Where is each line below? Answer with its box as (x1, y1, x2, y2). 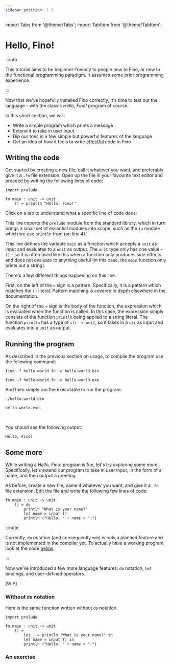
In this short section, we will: (5, 112, 65, 118)
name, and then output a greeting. (5, 473, 77, 478)
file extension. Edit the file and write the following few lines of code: (5, 488, 148, 494)
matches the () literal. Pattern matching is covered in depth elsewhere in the (5, 287, 166, 294)
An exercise (5, 653, 36, 660)
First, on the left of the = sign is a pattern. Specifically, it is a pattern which (5, 282, 161, 289)
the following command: (5, 359, 56, 365)
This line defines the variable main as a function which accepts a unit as (5, 241, 157, 247)
